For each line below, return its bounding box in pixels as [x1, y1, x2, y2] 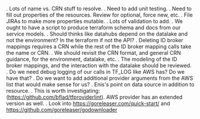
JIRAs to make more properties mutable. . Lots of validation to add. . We [6, 18, 183, 24]
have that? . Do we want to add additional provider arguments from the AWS [6, 74, 193, 82]
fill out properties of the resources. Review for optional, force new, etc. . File [6, 11, 193, 18]
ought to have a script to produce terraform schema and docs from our [6, 24, 181, 31]
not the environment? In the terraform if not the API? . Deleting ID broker [6, 37, 183, 43]
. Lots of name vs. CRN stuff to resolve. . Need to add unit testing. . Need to [6, 5, 192, 12]
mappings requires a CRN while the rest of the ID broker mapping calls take [6, 43, 192, 50]
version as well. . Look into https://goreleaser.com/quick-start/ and [6, 100, 170, 107]
